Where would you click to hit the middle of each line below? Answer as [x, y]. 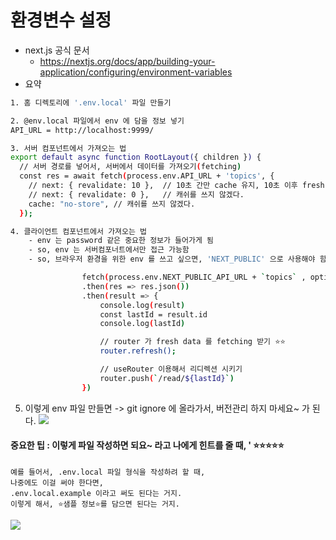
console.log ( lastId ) [142, 324]
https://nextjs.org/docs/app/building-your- [127, 61]
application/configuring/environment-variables [136, 72]
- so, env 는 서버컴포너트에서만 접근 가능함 [109, 250]
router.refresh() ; [138, 351]
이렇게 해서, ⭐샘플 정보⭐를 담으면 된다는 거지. [95, 504]
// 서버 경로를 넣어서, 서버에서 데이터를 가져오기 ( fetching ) [130, 167]
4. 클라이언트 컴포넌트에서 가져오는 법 [78, 231]
